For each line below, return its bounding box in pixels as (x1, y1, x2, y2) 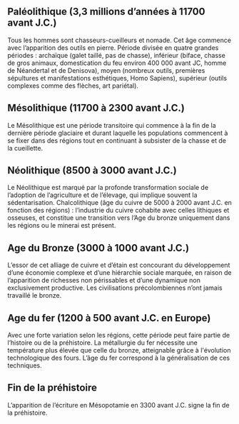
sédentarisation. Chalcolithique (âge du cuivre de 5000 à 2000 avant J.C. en (7, 198, 232, 207)
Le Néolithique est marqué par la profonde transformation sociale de (7, 183, 209, 192)
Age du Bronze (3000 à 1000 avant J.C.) (7, 242, 190, 254)
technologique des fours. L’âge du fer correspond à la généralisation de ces (7, 353, 230, 363)
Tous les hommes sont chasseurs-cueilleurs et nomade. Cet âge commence (7, 36, 232, 44)
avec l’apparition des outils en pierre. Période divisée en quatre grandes (7, 43, 219, 52)
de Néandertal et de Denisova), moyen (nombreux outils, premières (7, 66, 205, 74)
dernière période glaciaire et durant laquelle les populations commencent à (7, 128, 228, 137)
